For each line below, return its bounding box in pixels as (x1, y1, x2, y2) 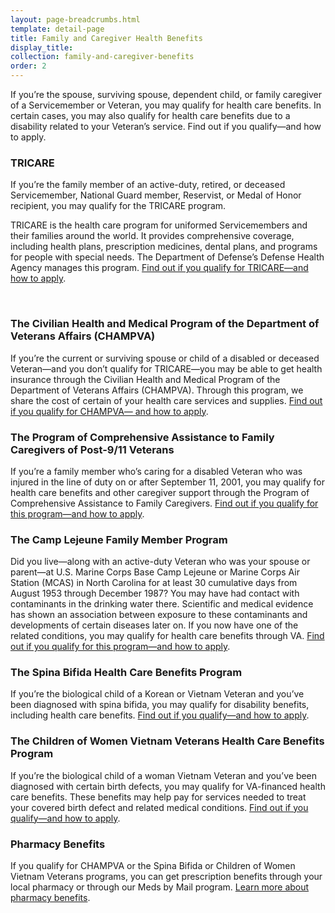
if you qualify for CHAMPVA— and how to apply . (10, 405, 209, 417)
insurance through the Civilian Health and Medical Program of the (10, 373, 281, 385)
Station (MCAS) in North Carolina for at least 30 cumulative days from (10, 577, 298, 589)
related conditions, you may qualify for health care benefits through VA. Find (10, 630, 325, 642)
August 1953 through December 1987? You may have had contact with (10, 587, 300, 600)
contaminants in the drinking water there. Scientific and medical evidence (10, 598, 314, 610)
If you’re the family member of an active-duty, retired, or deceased (10, 179, 286, 191)
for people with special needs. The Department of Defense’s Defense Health (10, 251, 325, 263)
